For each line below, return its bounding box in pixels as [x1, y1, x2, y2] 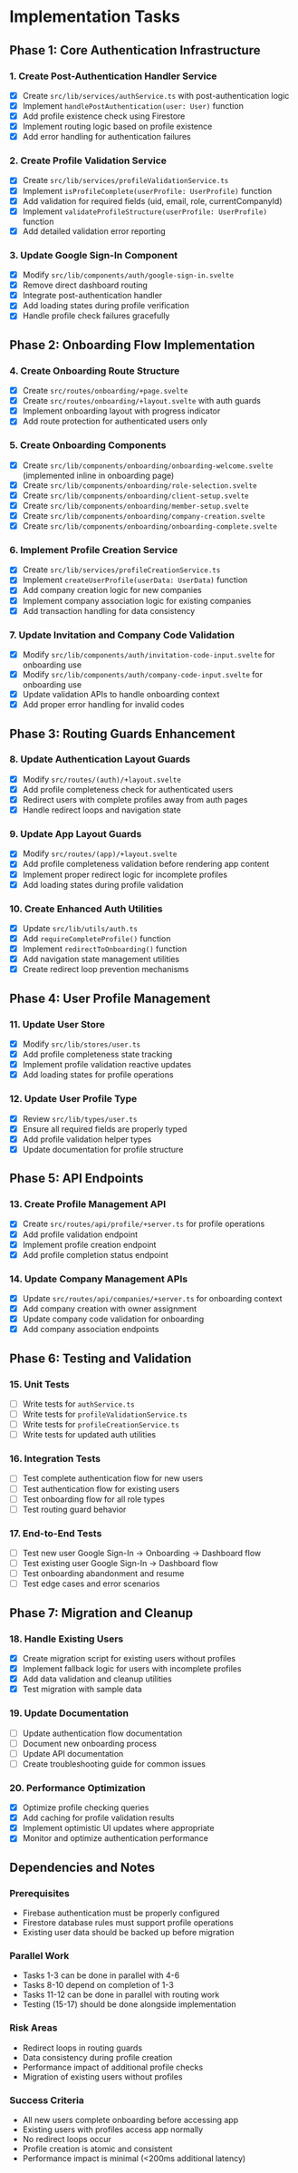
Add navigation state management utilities [22, 954, 179, 965]
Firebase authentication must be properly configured [22, 1907, 220, 1918]
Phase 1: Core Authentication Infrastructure [9, 43, 261, 58]
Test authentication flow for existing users [22, 1483, 179, 1494]
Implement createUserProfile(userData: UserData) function [22, 574, 248, 586]
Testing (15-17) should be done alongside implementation [22, 1999, 237, 2010]
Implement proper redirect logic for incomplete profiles [22, 869, 228, 880]
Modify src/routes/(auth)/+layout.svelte [22, 774, 181, 784]
